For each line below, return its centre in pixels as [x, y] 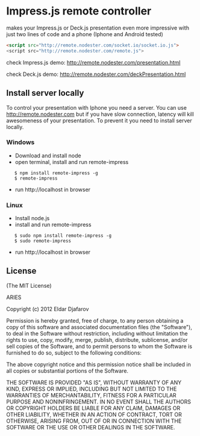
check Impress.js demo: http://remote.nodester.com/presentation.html [93, 62]
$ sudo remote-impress [42, 241]
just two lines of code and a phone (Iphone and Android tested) [85, 34]
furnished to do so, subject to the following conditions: [74, 352]
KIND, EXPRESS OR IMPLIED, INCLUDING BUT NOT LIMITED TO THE [92, 389]
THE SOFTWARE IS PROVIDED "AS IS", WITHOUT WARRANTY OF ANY [94, 382]
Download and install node [48, 156]
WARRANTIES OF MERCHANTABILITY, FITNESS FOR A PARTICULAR [91, 395]
